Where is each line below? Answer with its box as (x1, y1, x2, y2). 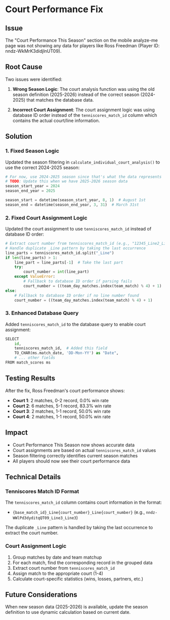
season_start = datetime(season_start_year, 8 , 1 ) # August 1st (5, 198, 146, 203)
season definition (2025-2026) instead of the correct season (12, 91, 140, 97)
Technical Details (5, 472, 61, 481)
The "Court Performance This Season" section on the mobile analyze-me (5, 37, 158, 43)
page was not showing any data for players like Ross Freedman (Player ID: (5, 43, 160, 49)
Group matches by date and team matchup (12, 554, 102, 560)
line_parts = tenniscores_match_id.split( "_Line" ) (5, 250, 114, 255)
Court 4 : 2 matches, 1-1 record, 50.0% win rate (12, 413, 111, 419)
